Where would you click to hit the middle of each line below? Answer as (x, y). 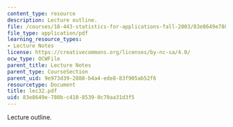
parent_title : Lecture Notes (49, 65)
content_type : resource (42, 14)
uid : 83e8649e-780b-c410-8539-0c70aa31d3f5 (71, 98)
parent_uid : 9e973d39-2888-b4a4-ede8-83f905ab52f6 (82, 78)
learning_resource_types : (44, 40)
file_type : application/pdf (48, 33)
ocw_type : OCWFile (34, 59)
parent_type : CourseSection (48, 71)
